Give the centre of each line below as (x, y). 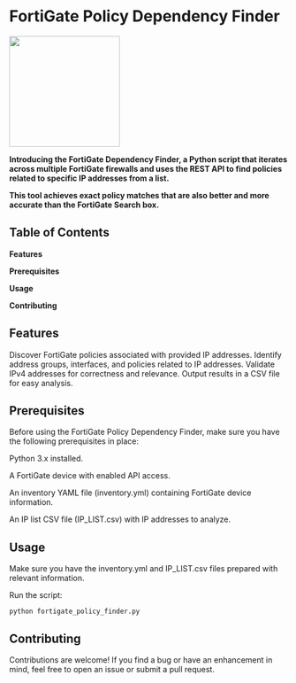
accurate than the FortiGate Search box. (84, 205)
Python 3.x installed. (46, 459)
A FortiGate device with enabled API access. (90, 476)
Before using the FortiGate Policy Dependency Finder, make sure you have (144, 432)
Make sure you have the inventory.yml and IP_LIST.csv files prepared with (144, 569)
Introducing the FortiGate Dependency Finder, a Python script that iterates (148, 159)
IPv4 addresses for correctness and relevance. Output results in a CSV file (144, 373)
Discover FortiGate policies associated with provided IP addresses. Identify (146, 354)
